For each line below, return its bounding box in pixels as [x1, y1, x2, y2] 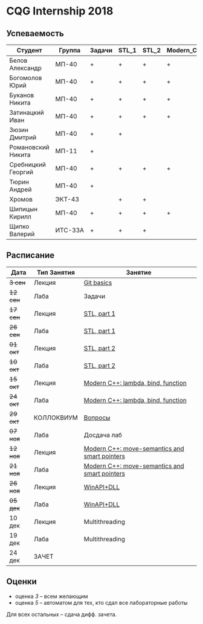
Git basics [83, 278, 112, 287]
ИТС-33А [55, 226, 85, 234]
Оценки [6, 576, 37, 587]
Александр [9, 64, 42, 72]
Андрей [9, 185, 32, 194]
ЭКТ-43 [55, 195, 80, 203]
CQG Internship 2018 [6, 4, 114, 18]
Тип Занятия [37, 268, 76, 276]
